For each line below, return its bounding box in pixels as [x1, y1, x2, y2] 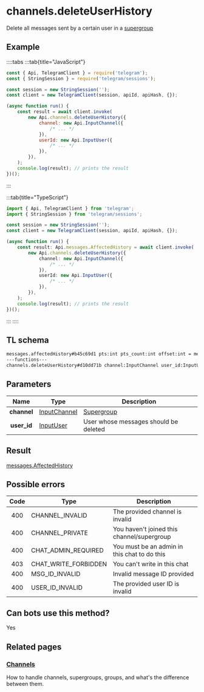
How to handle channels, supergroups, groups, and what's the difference [6, 673, 189, 681]
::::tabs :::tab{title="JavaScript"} [6, 58, 86, 65]
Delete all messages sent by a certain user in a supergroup [6, 24, 154, 32]
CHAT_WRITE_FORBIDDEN [31, 560, 107, 569]
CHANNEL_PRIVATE [31, 529, 88, 537]
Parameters [6, 379, 52, 389]
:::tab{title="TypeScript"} [6, 193, 69, 201]
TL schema [6, 335, 49, 345]
